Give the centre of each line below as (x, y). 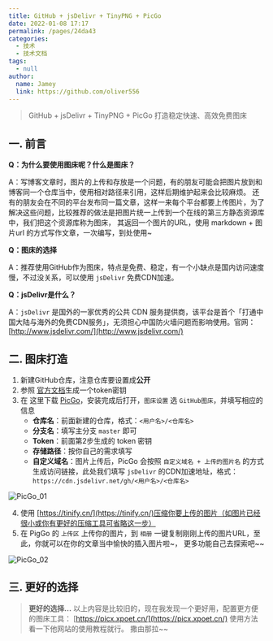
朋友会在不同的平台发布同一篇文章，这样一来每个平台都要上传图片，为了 (143, 202)
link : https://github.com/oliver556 (78, 91)
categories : (28, 39)
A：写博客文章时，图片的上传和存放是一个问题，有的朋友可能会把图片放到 (132, 182)
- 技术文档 (32, 54)
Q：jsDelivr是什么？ (42, 295)
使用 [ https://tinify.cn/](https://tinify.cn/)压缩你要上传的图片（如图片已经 (141, 513)
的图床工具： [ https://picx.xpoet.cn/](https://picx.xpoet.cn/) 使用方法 (143, 618)
